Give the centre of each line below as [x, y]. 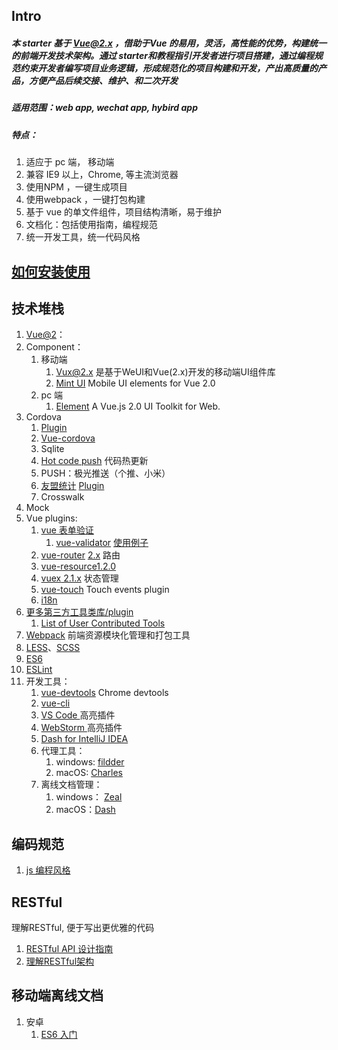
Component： [54, 347]
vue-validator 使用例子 [102, 543]
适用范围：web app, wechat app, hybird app [104, 108]
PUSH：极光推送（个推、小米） [105, 473]
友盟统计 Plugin [72, 486]
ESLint [39, 670]
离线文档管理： [71, 785]
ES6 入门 [59, 1034]
